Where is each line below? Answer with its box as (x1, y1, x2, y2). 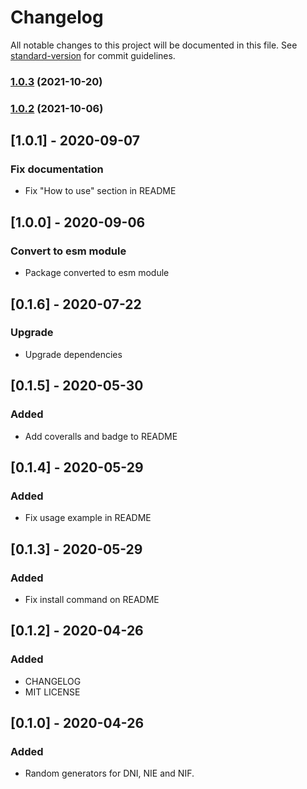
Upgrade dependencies (24, 348, 123, 360)
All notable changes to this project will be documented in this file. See (10, 39, 298, 51)
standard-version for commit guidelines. (10, 49, 176, 61)
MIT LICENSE (24, 686, 81, 698)
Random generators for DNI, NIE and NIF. (24, 767, 195, 780)
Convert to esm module (10, 244, 127, 258)
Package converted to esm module (24, 267, 170, 279)
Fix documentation (10, 162, 104, 176)
